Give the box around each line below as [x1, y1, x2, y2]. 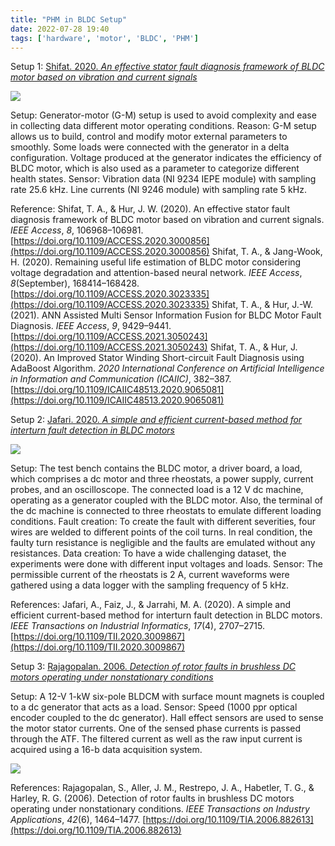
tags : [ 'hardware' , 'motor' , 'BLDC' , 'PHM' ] [10, 33, 199, 43]
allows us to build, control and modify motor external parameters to [10, 131, 288, 143]
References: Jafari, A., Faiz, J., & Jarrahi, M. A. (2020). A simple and [10, 599, 292, 611]
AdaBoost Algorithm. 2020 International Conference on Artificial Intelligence [10, 362, 325, 375]
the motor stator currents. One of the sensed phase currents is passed [10, 722, 302, 735]
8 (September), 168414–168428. [10, 277, 140, 290]
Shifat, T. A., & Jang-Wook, [211, 246, 323, 258]
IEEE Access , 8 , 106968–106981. [10, 224, 144, 236]
